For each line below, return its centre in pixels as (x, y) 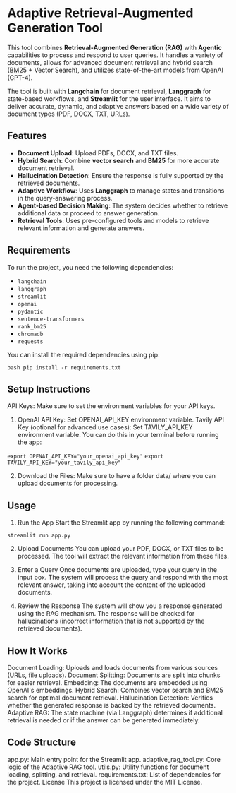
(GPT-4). (20, 77)
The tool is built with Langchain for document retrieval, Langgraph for (109, 91)
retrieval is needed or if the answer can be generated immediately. (104, 720)
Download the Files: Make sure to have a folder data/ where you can (117, 476)
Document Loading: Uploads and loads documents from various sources (113, 668)
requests (30, 341)
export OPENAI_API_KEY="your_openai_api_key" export (86, 457)
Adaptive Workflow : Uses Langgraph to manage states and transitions (121, 190)
